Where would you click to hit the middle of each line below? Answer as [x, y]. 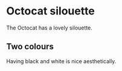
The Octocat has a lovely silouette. [49, 28]
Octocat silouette [50, 11]
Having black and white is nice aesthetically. [61, 61]
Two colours [30, 47]
